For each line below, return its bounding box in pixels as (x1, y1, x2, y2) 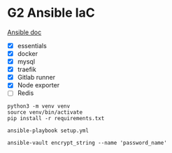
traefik (17, 65, 36, 74)
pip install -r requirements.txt (7, 115, 105, 122)
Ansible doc (7, 28, 42, 36)
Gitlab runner (17, 73, 56, 82)
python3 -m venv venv (7, 103, 71, 110)
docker (17, 50, 38, 57)
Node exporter (17, 81, 60, 89)
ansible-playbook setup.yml (7, 127, 89, 134)
